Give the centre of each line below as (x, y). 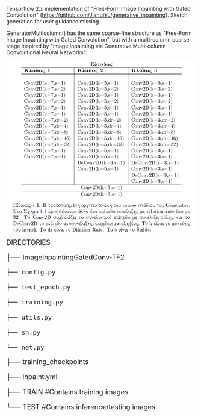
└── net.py (25, 347)
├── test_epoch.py (39, 287)
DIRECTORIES (29, 243)
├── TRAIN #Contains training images (67, 392)
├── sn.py (23, 332)
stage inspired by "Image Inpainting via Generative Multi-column (86, 46)
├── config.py (31, 272)
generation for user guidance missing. (54, 21)
